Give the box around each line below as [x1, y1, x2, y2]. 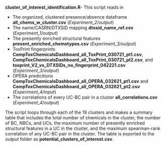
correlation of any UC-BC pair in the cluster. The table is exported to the [5, 131, 154, 136]
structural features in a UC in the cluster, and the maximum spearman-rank [5, 125, 160, 131]
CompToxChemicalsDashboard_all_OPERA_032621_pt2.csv [12, 84, 140, 90]
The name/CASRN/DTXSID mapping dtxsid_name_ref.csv [12, 25, 134, 31]
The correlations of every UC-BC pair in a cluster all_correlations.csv [12, 94, 157, 100]
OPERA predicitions [12, 73, 53, 79]
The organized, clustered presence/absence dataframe [12, 14, 127, 20]
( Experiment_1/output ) [12, 30, 58, 36]
